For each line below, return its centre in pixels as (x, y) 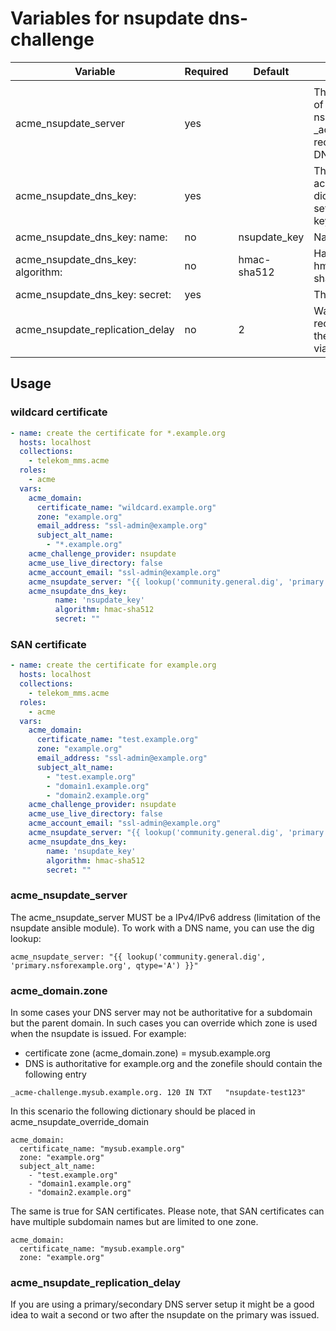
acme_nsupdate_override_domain (80, 1122)
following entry (55, 1074)
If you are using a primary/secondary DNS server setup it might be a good (162, 1304)
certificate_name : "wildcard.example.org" (126, 507)
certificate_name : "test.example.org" (117, 740)
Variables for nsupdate (107, 18)
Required (206, 71)
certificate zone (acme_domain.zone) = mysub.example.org (147, 1053)
